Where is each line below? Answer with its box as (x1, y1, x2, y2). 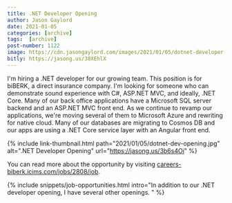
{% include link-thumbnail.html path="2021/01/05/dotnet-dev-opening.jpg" (7, 139, 220, 148)
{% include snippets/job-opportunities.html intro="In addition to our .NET (7, 181, 215, 189)
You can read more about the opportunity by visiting (7, 160, 155, 168)
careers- (156, 160, 182, 168)
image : (7, 49, 26, 56)
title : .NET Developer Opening (7, 10, 97, 17)
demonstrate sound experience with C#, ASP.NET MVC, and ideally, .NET (7, 89, 216, 97)
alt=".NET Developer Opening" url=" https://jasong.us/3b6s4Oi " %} (7, 146, 198, 155)
